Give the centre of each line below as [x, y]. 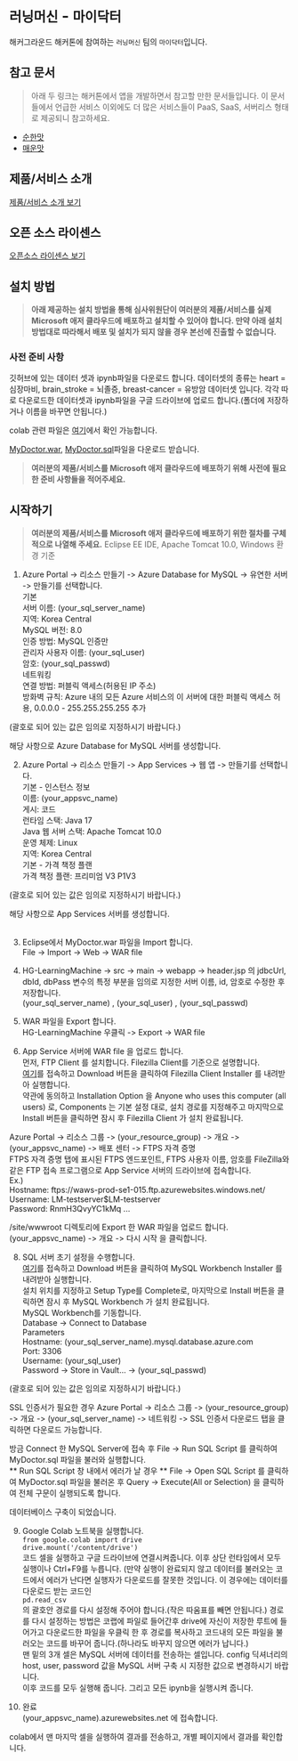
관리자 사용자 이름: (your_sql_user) [83, 653]
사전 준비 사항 [37, 357]
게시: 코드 [39, 809]
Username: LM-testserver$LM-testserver [85, 1199]
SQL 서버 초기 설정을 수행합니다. [78, 1257]
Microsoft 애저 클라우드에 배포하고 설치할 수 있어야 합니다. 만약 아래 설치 [157, 321]
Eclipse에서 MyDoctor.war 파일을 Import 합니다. [108, 942]
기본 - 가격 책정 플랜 [57, 865]
